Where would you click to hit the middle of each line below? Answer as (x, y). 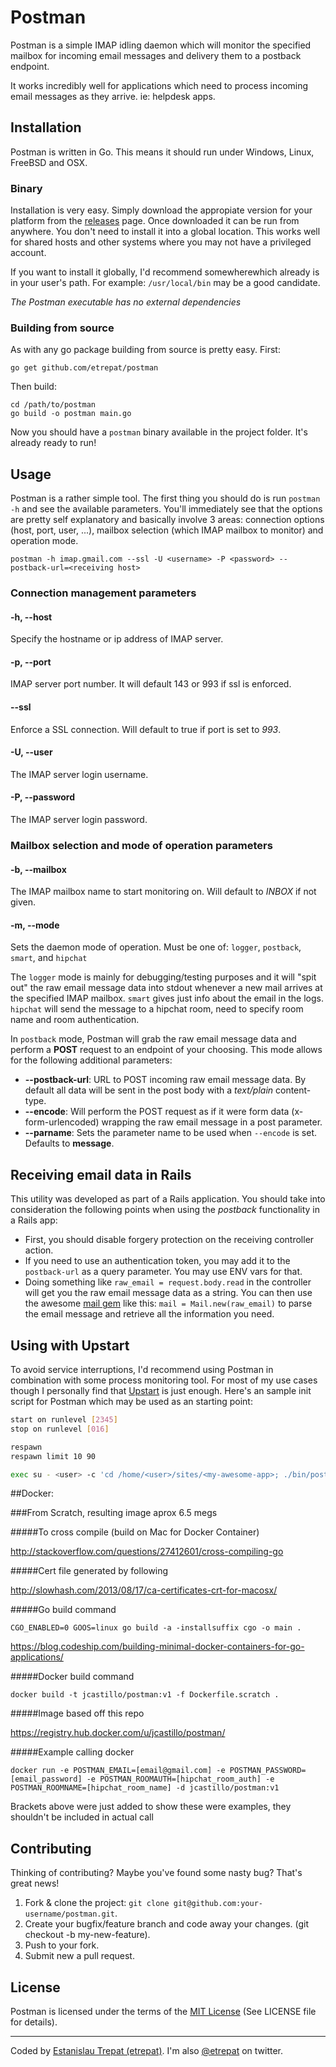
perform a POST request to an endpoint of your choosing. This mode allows (166, 1050)
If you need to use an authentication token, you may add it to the (157, 1261)
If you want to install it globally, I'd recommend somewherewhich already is (165, 272)
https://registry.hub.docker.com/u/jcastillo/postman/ (118, 1733)
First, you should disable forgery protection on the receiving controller (169, 1240)
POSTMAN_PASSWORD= (268, 1771)
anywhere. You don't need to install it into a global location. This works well (165, 232)
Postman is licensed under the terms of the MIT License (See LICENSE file (163, 2012)
